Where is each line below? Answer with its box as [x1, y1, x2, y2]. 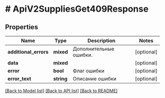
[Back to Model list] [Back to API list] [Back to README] [5, 88, 118, 94]
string [53, 76, 68, 82]
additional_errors [7, 49, 49, 55]
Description [87, 38, 115, 44]
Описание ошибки [73, 76, 117, 82]
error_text [7, 76, 31, 82]
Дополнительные [73, 45, 114, 52]
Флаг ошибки [73, 67, 105, 74]
